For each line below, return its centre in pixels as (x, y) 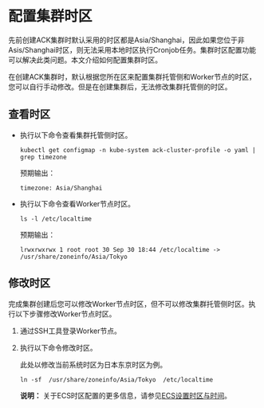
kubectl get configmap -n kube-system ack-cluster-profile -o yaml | (138, 150)
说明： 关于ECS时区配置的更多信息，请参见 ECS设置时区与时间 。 (125, 395)
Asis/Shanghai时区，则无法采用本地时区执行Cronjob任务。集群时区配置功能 (132, 49)
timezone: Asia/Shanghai (61, 188)
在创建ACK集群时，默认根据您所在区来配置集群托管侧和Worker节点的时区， (132, 76)
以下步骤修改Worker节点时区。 (65, 314)
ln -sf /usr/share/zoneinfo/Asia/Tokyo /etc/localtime (116, 379)
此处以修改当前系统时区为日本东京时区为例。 (93, 364)
